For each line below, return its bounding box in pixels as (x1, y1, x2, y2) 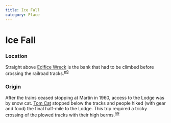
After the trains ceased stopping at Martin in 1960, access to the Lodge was (5, 94, 165, 101)
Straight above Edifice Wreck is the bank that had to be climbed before (5, 64, 154, 70)
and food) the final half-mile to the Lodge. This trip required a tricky (5, 105, 147, 111)
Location (5, 52, 28, 59)
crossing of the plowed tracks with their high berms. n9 (5, 111, 120, 118)
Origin (5, 83, 21, 90)
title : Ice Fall (5, 7, 40, 13)
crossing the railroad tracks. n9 (5, 69, 69, 77)
